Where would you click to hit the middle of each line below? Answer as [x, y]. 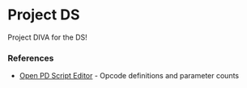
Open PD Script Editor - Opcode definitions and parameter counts [129, 76]
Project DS [44, 15]
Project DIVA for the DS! [48, 37]
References [31, 58]
